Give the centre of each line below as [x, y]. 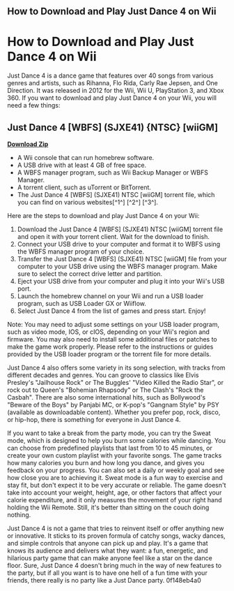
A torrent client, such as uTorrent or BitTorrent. [84, 187]
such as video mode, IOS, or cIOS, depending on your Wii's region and [109, 332]
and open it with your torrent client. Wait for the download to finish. [114, 237]
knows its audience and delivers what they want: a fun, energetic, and [108, 550]
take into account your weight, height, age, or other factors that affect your [115, 492]
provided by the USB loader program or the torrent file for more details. [109, 354]
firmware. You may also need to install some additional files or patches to [112, 340]
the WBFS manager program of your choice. [81, 251]
